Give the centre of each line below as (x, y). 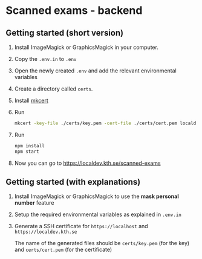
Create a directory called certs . (54, 89)
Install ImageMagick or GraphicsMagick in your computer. (86, 47)
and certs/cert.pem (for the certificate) (63, 250)
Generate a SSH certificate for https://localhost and (81, 226)
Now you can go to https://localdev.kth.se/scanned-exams (87, 163)
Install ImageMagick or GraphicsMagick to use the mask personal (96, 196)
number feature (34, 203)
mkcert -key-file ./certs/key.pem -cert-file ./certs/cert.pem (96, 123)
